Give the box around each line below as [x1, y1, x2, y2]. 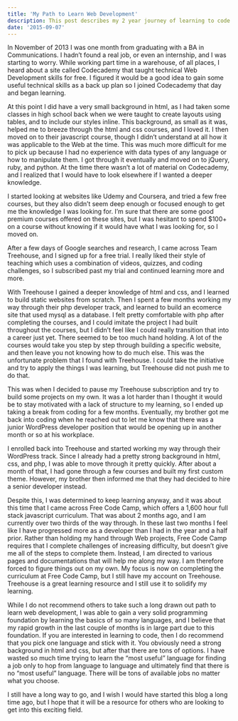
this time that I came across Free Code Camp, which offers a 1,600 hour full [7, 503, 229, 512]
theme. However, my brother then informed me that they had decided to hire [7, 475, 231, 484]
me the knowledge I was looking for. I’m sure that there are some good [7, 208, 215, 216]
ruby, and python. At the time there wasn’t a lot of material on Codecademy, [7, 163, 229, 172]
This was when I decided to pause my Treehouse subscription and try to [7, 385, 219, 394]
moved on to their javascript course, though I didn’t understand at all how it [7, 133, 227, 141]
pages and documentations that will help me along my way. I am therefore [7, 557, 224, 566]
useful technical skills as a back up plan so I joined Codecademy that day [7, 81, 222, 90]
